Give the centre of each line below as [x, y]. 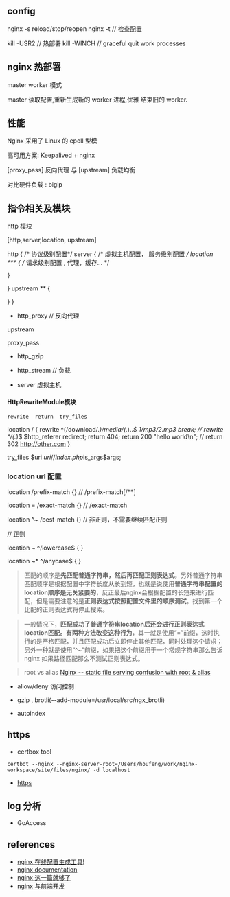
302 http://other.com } [39, 444]
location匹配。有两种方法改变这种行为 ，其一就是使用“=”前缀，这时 [119, 632]
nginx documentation [47, 870]
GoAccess [32, 823]
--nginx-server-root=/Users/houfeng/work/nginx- [127, 764]
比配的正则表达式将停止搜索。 [66, 609]
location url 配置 [34, 476]
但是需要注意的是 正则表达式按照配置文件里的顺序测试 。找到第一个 [129, 601]
